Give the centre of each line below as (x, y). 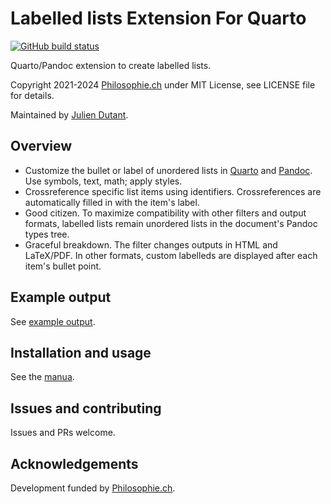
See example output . (53, 321)
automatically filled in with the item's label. (112, 202)
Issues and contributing (86, 408)
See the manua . (42, 377)
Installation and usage (81, 352)
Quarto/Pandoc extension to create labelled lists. (111, 65)
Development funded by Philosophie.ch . (93, 488)
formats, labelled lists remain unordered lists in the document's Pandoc (171, 223)
